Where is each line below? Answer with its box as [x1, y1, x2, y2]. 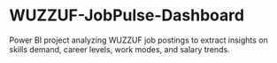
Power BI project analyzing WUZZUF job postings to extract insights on [9, 35, 268, 45]
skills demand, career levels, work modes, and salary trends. [9, 43, 230, 54]
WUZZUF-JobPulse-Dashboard [9, 5, 245, 26]
